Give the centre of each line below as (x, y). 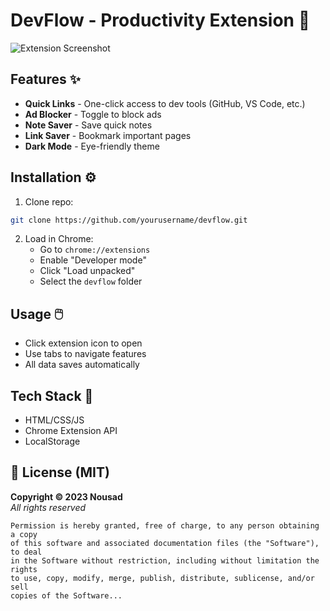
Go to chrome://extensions (95, 250)
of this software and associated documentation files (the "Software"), (165, 543)
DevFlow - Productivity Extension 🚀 (160, 20)
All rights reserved (48, 507)
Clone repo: (49, 201)
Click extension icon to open (83, 343)
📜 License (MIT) (60, 472)
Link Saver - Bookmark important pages (108, 135)
